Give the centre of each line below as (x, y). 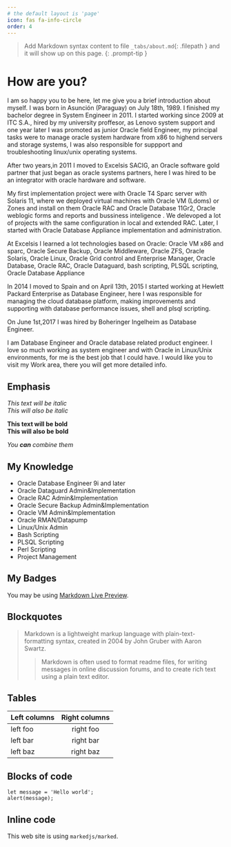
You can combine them (40, 445)
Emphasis (29, 386)
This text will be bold (37, 424)
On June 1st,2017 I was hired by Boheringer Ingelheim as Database (102, 322)
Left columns (33, 718)
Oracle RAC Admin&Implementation (68, 498)
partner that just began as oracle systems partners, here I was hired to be (112, 173)
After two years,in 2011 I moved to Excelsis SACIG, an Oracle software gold (113, 165)
